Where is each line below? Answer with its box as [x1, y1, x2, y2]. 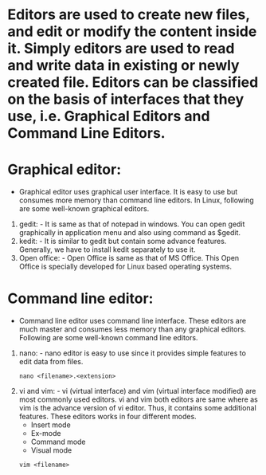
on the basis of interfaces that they [7, 90, 244, 108]
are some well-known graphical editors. [18, 204, 150, 214]
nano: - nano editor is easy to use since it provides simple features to [18, 348, 246, 358]
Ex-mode [30, 429, 61, 438]
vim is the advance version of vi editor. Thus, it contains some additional [18, 403, 256, 413]
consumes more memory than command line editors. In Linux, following [18, 195, 254, 205]
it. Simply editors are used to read [7, 40, 235, 57]
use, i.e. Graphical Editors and [7, 108, 210, 125]
